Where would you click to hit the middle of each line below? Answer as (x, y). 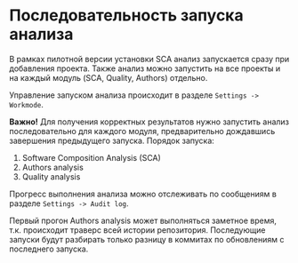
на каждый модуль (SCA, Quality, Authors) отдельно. (109, 77)
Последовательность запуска (126, 16)
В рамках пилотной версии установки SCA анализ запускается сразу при (149, 59)
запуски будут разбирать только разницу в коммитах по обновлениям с (147, 239)
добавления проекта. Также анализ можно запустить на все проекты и (145, 68)
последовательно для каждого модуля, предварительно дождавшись (142, 131)
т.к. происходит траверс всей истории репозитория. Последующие (137, 230)
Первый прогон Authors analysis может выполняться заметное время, (143, 220)
